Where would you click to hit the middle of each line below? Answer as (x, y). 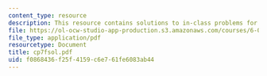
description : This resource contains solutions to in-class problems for (133, 23)
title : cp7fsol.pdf (41, 52)
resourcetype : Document (48, 45)
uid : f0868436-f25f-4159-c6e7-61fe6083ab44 (81, 60)
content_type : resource (48, 15)
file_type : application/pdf (55, 38)
